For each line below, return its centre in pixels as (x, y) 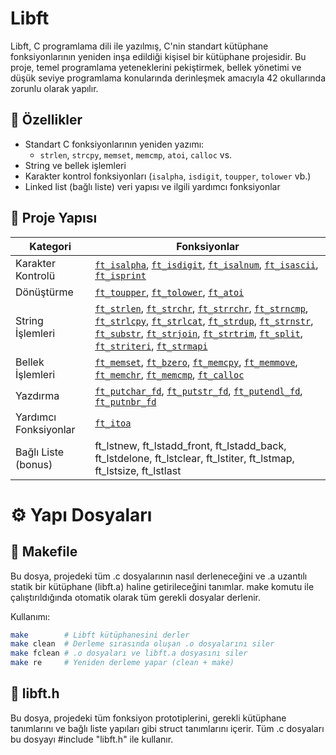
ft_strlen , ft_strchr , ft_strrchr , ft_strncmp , (201, 308)
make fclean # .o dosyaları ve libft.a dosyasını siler (129, 653)
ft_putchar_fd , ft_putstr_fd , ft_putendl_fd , (198, 390)
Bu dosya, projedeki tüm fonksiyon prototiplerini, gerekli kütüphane (148, 718)
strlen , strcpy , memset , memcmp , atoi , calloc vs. (136, 154)
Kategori (50, 246)
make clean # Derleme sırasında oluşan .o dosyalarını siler (142, 644)
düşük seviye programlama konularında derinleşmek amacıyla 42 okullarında (168, 78)
